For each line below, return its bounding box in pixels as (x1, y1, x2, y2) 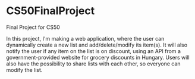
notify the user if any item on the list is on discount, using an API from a (6, 47, 181, 54)
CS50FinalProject (6, 4, 95, 18)
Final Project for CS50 (6, 24, 61, 31)
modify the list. (6, 66, 43, 73)
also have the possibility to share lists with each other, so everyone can (6, 60, 181, 67)
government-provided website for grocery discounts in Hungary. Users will (6, 54, 190, 61)
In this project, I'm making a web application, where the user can (6, 35, 165, 42)
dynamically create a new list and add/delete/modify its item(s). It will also (6, 41, 188, 48)
